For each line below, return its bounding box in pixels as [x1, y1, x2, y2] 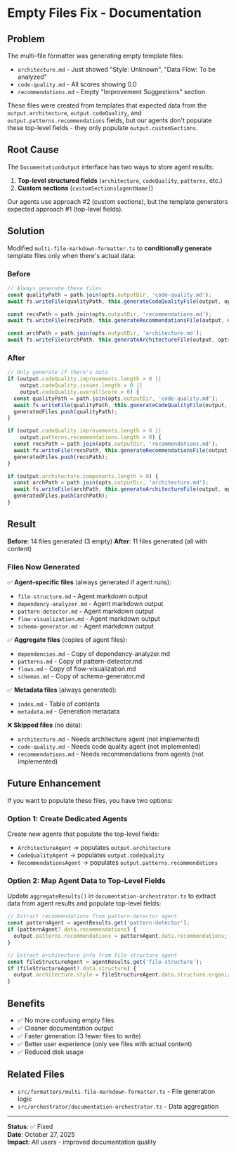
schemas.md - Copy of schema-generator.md [17, 672, 145, 681]
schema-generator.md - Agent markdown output [17, 622, 155, 631]
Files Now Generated [7, 562, 81, 572]
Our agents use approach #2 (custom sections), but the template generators [7, 197, 228, 205]
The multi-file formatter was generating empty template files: [7, 51, 184, 60]
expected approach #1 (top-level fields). [7, 205, 124, 213]
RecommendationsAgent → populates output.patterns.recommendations [17, 858, 218, 867]
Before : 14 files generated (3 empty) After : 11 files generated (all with [7, 536, 208, 546]
